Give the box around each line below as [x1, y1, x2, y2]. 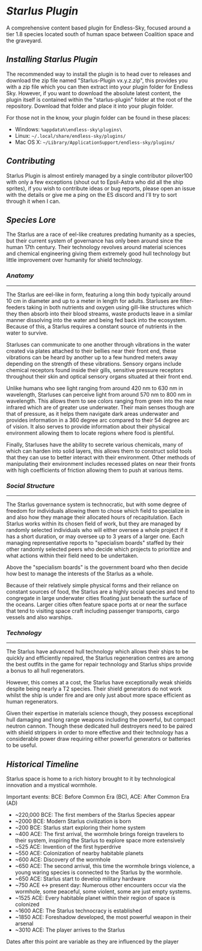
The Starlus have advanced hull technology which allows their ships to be [6, 648, 189, 655]
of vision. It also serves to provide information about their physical [6, 423, 170, 430]
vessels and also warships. [6, 613, 73, 621]
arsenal [14, 920, 34, 928]
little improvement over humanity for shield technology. [6, 256, 143, 264]
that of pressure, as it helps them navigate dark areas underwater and [6, 410, 179, 417]
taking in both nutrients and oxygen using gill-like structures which [26, 303, 192, 311]
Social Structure [6, 482, 55, 490]
